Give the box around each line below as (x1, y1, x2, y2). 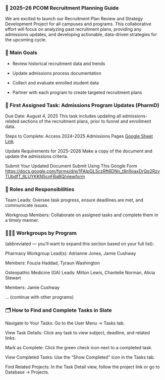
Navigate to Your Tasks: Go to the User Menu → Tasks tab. (5, 320, 125, 326)
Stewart (5, 275, 21, 281)
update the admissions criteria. (5, 153, 68, 159)
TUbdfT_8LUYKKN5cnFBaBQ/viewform (5, 173, 85, 179)
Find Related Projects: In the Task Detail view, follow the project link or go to (5, 364, 160, 370)
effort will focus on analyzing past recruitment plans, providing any (5, 26, 142, 32)
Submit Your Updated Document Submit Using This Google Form (5, 163, 138, 169)
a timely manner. (5, 217, 39, 223)
